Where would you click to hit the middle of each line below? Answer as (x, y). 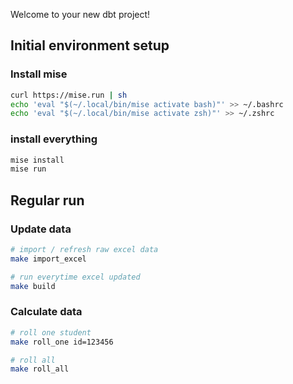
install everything (54, 139)
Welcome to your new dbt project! (80, 14)
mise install (37, 160)
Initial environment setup (90, 45)
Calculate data (46, 312)
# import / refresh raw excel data (84, 250)
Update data (41, 229)
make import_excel (48, 259)
